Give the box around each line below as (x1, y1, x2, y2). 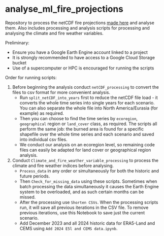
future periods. (19, 173, 50, 179)
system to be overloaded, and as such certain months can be (19, 189, 144, 195)
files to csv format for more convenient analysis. (12, 89, 111, 95)
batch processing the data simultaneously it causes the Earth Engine (19, 183, 159, 189)
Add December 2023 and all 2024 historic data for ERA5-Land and (19, 220, 155, 226)
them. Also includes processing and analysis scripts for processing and (5, 25, 150, 31)
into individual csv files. (19, 136, 67, 142)
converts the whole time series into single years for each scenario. (19, 100, 155, 105)
